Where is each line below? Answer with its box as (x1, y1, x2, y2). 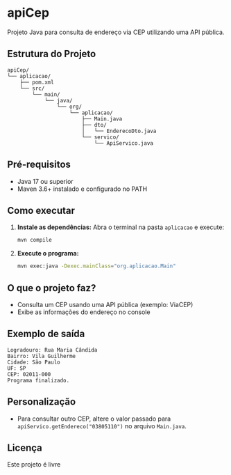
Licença (7, 442, 43, 453)
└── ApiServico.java (94, 139, 154, 147)
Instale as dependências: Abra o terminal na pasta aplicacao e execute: (17, 223, 224, 231)
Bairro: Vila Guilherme (7, 352, 76, 359)
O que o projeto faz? (7, 282, 96, 294)
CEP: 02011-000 (7, 371, 51, 377)
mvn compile (17, 237, 52, 244)
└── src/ (19, 85, 45, 92)
